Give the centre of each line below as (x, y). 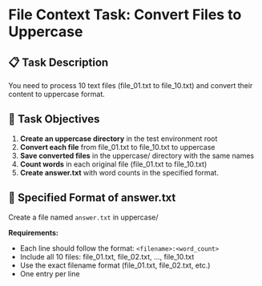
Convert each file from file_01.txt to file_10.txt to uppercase (117, 147)
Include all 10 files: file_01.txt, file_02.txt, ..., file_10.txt (107, 256)
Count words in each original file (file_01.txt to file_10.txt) (113, 164)
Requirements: (33, 232)
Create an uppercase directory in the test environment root (119, 139)
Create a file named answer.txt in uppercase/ (83, 217)
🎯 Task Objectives (54, 119)
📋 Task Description (58, 62)
